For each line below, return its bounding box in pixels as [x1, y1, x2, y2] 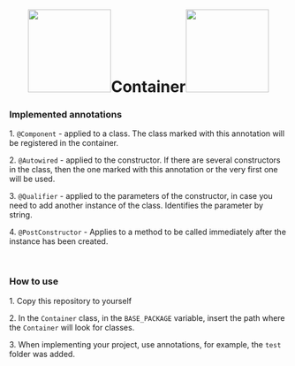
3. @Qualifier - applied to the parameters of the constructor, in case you [9, 191, 273, 202]
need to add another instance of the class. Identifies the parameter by [9, 200, 263, 211]
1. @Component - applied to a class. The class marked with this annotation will [9, 128, 285, 139]
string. [9, 210, 33, 220]
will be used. [9, 173, 56, 185]
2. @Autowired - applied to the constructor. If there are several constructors [9, 155, 281, 165]
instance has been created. [9, 236, 109, 247]
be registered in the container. [9, 138, 119, 149]
